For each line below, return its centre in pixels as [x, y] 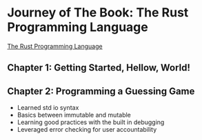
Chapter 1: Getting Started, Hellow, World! [99, 68]
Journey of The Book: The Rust [98, 13]
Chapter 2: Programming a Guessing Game [101, 91]
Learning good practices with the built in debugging [91, 122]
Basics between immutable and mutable [74, 115]
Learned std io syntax [48, 108]
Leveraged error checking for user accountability [87, 130]
